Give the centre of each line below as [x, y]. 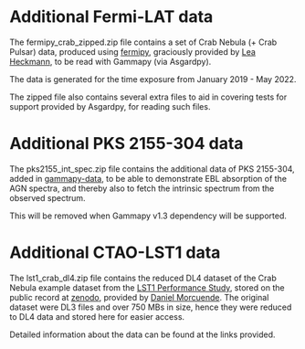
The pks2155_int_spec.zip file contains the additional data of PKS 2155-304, [152, 169]
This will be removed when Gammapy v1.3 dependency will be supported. [148, 216]
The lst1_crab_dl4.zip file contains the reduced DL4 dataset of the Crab [143, 278]
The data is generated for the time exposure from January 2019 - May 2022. [153, 79]
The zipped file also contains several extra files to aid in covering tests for [148, 97]
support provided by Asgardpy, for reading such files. [110, 106]
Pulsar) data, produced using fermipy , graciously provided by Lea [132, 51]
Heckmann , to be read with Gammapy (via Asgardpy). [110, 61]
